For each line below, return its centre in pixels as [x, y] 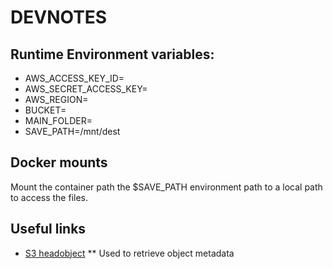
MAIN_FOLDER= [58, 120]
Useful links [48, 229]
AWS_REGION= [56, 99]
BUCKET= [45, 110]
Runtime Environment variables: [112, 54]
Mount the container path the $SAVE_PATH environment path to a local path [166, 187]
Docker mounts [59, 162]
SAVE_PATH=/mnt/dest [72, 131]
